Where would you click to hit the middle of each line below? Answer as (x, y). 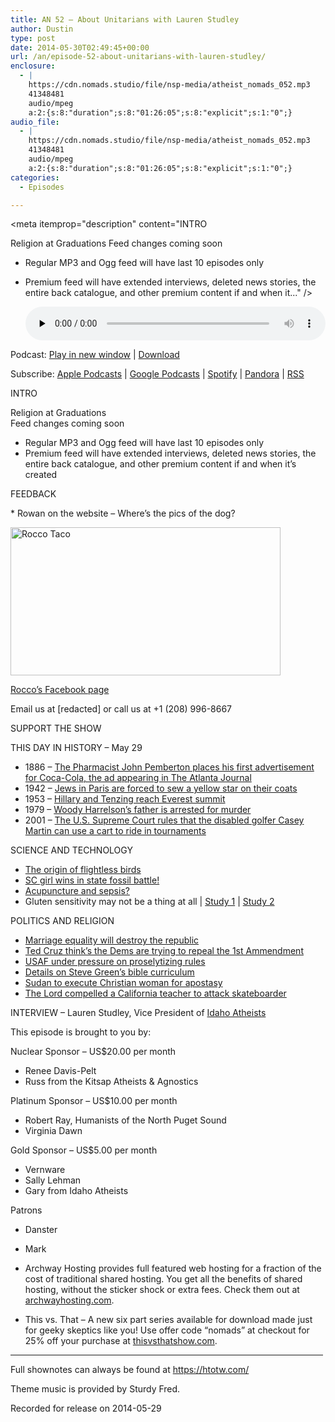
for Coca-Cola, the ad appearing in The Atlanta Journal (138, 778)
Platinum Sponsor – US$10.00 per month (94, 1101)
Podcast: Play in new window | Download (95, 355)
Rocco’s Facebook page (60, 690)
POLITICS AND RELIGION (62, 921)
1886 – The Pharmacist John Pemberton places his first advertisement (169, 767)
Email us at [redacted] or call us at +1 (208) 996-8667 (121, 709)
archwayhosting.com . (69, 1300)
